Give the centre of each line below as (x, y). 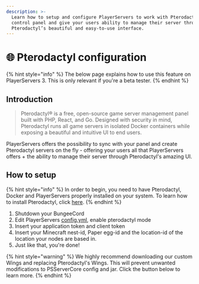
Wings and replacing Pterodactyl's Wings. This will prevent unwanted (91, 263)
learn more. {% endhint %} (39, 275)
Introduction (30, 99)
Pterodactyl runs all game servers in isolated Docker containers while (105, 126)
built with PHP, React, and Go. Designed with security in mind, (97, 120)
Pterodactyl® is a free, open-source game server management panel (105, 114)
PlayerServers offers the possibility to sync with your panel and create (92, 144)
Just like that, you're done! (47, 245)
